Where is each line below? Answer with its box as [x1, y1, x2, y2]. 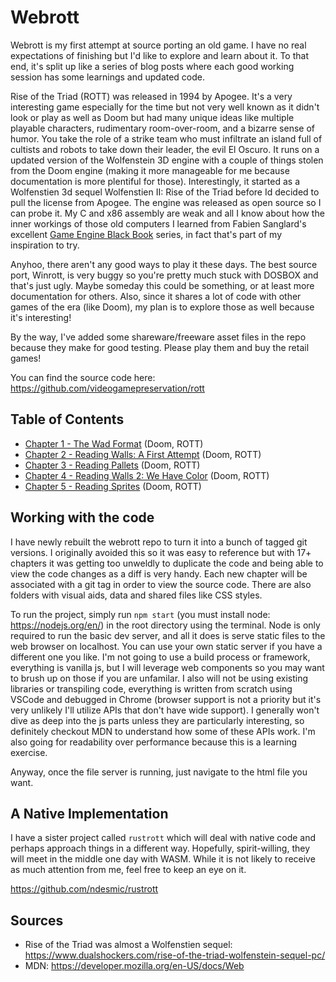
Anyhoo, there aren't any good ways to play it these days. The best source [10, 258, 318, 270]
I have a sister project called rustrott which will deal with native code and [10, 832, 317, 844]
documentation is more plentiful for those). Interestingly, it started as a [10, 175, 300, 187]
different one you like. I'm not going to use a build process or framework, [10, 651, 311, 663]
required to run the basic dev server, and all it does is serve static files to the [10, 629, 326, 641]
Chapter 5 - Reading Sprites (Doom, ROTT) [24, 480, 202, 492]
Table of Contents [10, 411, 125, 428]
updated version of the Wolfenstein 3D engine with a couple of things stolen [10, 154, 324, 166]
